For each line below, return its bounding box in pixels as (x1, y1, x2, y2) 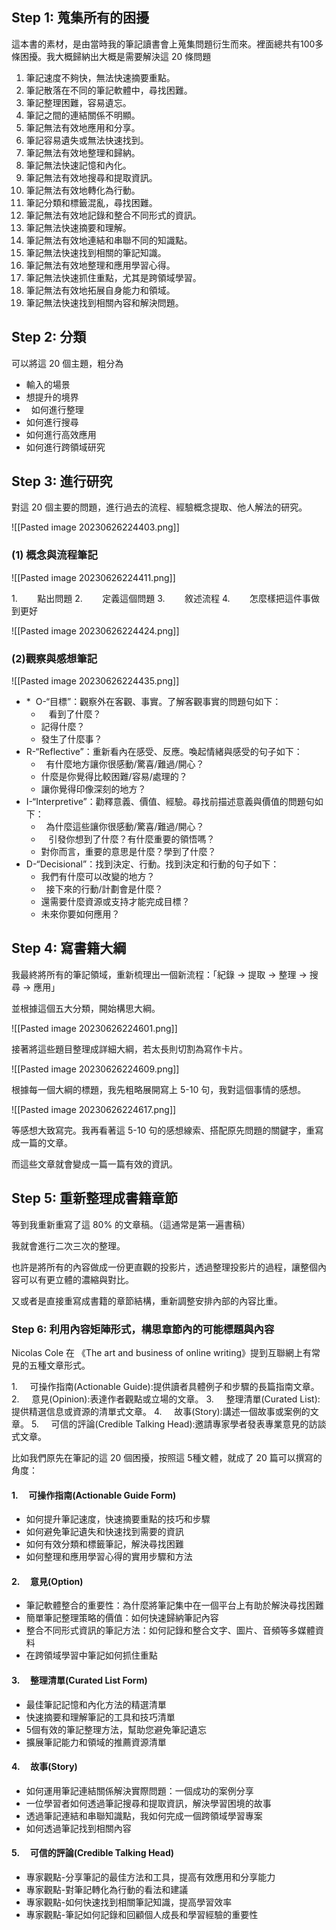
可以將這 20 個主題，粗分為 (11, 357, 124, 369)
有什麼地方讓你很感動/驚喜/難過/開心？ (45, 758, 205, 770)
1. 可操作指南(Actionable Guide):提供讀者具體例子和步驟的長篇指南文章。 (11, 1380, 320, 1392)
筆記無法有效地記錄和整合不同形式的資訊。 (25, 209, 202, 221)
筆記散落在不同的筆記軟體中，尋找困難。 (25, 84, 193, 96)
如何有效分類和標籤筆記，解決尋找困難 (25, 1538, 184, 1550)
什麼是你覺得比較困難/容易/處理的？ (40, 771, 188, 783)
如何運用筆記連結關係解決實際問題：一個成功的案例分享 (25, 1784, 254, 1797)
